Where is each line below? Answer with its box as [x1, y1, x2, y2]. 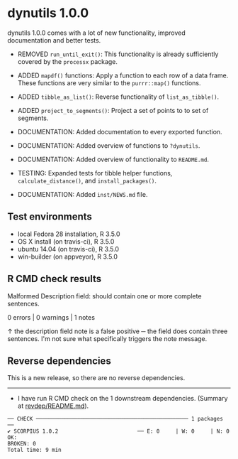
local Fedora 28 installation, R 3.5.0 [17, 229, 120, 238]
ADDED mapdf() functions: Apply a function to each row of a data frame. [17, 71, 229, 80]
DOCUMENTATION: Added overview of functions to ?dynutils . [17, 141, 200, 150]
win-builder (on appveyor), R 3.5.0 [17, 252, 118, 261]
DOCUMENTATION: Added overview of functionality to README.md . [17, 155, 210, 163]
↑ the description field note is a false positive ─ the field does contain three [7, 327, 228, 335]
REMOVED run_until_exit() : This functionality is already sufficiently [17, 50, 219, 58]
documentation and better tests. [7, 36, 101, 44]
